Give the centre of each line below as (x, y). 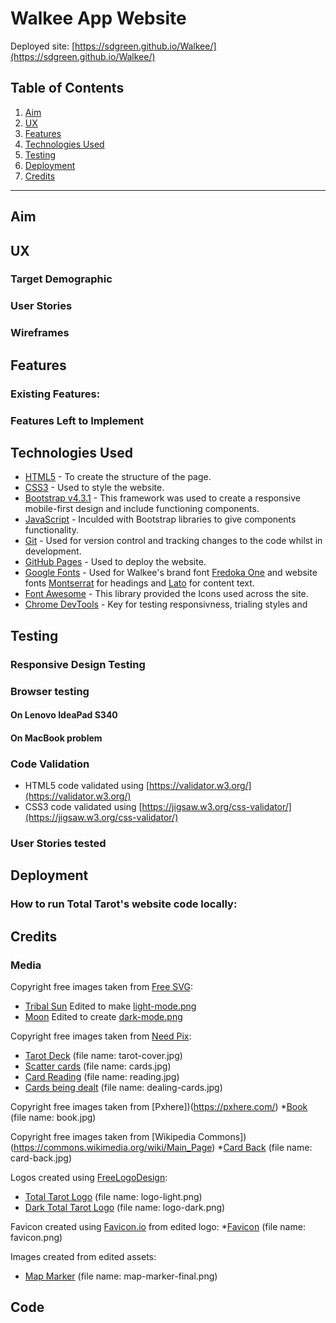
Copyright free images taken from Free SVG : (101, 986)
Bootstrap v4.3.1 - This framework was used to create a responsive (162, 498)
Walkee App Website (98, 18)
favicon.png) (36, 1237)
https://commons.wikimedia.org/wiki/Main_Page (113, 1147)
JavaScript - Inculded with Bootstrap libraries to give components (160, 519)
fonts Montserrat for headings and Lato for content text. (139, 583)
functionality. (51, 530)
